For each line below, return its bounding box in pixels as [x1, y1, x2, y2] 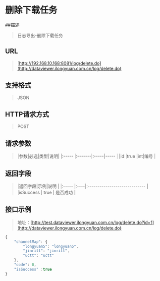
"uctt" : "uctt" [23, 253, 54, 258]
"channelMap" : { [14, 239, 48, 244]
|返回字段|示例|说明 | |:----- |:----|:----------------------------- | [17, 183, 149, 189]
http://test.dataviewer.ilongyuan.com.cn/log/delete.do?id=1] [32, 219, 155, 225]
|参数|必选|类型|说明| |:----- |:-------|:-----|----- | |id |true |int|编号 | [17, 153, 156, 159]
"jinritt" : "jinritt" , [23, 248, 70, 253]
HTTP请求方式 [5, 110, 50, 118]
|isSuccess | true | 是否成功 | [17, 189, 76, 195]
